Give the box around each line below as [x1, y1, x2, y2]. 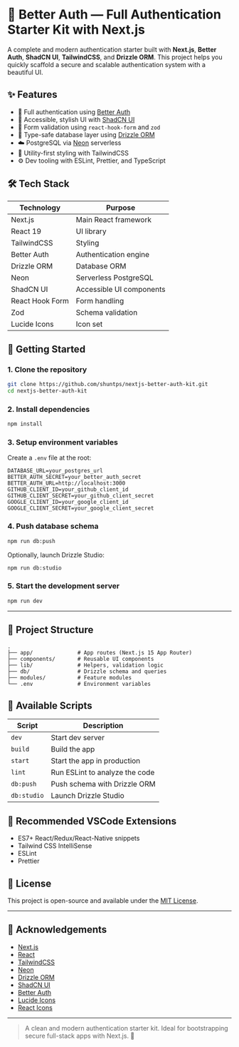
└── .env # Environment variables [7, 680, 152, 687]
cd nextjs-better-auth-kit [7, 388, 87, 395]
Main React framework [75, 214, 152, 224]
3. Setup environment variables [7, 437, 119, 447]
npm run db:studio [7, 564, 62, 572]
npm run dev [7, 597, 43, 605]
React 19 [11, 226, 41, 236]
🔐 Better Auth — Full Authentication [7, 6, 222, 23]
